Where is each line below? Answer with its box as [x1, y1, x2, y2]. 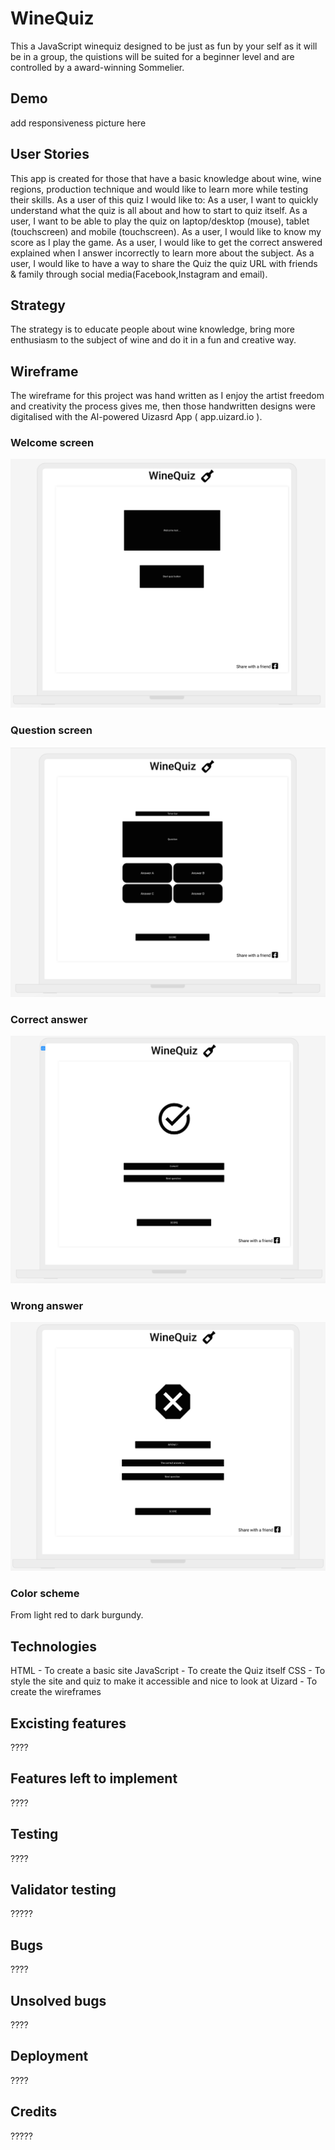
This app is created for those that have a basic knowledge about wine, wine [10, 172, 322, 184]
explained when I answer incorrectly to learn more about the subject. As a [10, 247, 315, 259]
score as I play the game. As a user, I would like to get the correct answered [10, 236, 323, 248]
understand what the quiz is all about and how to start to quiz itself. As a [10, 204, 308, 216]
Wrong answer [10, 1298, 84, 1312]
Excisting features [10, 1715, 127, 1732]
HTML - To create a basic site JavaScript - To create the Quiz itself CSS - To [10, 1665, 326, 1677]
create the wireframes [10, 1686, 102, 1698]
